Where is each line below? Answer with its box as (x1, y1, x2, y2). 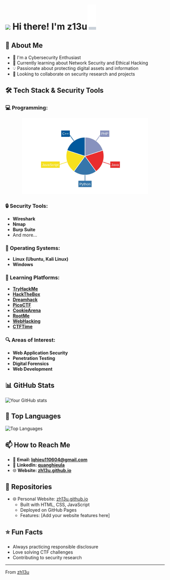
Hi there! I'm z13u (12, 21, 88, 32)
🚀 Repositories (5, 482, 52, 491)
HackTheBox (12, 291, 40, 297)
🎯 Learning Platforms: (5, 274, 60, 281)
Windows (12, 262, 33, 268)
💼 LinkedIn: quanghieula (12, 462, 65, 468)
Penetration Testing (12, 355, 56, 361)
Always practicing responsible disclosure (12, 543, 99, 550)
